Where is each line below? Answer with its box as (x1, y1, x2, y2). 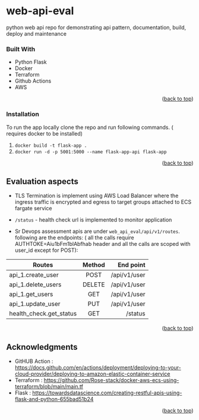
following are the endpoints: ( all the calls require (14, 234, 135, 241)
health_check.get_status (9, 310, 77, 318)
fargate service (14, 205, 52, 212)
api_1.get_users (9, 290, 53, 298)
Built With (6, 45, 36, 53)
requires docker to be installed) (6, 130, 83, 137)
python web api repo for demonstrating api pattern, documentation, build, (6, 24, 187, 31)
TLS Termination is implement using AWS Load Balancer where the (14, 192, 179, 200)
